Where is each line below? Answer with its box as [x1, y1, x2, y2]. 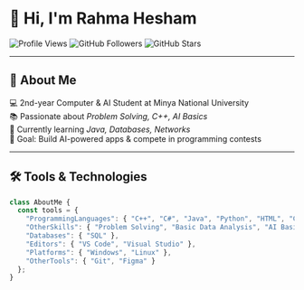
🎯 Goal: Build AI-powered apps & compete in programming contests [9, 133, 262, 144]
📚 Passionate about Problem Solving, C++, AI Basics [9, 110, 208, 121]
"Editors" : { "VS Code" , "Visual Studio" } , [25, 239, 196, 248]
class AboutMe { [9, 198, 71, 207]
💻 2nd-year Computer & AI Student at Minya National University [9, 97, 250, 108]
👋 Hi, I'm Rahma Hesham [9, 8, 197, 29]
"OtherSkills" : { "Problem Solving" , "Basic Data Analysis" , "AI [25, 223, 278, 232]
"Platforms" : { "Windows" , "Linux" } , [25, 248, 172, 257]
